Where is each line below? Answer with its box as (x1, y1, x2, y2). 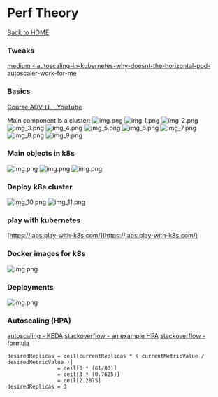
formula (7, 339, 30, 348)
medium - (7, 62, 36, 70)
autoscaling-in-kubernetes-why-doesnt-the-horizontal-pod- (36, 62, 211, 70)
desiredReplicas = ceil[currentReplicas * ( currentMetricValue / (7, 353, 205, 360)
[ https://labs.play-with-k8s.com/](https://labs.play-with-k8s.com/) (7, 231, 198, 240)
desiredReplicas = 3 (7, 384, 68, 391)
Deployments (7, 282, 54, 292)
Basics (7, 86, 31, 96)
